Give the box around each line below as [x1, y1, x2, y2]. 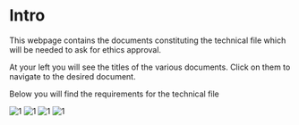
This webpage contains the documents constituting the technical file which [9, 35, 286, 46]
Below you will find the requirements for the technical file [9, 88, 219, 99]
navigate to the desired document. [9, 71, 136, 81]
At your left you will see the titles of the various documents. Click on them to [9, 62, 291, 72]
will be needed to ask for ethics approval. [9, 44, 162, 54]
